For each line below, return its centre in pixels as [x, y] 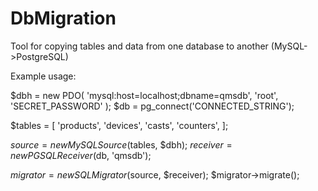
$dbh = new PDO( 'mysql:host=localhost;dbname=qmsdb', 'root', [144, 95]
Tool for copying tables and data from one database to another [139, 46]
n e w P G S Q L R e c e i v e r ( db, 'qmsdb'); [81, 155]
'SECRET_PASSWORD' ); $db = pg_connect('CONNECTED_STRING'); [152, 106]
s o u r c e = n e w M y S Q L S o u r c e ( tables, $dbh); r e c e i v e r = [121, 144]
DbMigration [63, 18]
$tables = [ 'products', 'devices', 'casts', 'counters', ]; [119, 125]
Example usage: [43, 76]
